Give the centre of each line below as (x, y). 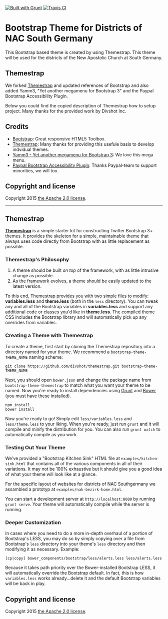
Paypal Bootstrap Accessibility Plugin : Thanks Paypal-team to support (84, 165)
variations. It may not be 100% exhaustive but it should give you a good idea (84, 469)
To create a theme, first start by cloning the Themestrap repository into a (80, 346)
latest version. (27, 286)
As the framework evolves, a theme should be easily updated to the (82, 281)
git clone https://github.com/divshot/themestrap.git (62, 366)
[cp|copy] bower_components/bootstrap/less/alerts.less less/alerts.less (84, 559)
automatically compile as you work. (42, 434)
